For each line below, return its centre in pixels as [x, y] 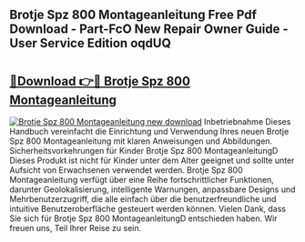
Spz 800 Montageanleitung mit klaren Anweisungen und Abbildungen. [141, 141]
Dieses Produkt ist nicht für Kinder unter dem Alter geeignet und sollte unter [152, 160]
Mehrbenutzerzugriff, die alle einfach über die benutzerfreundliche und [143, 199]
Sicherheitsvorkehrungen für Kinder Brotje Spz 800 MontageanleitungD [144, 151]
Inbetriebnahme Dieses [247, 121]
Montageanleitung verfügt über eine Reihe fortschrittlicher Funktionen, [142, 180]
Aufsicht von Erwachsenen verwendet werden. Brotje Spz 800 [126, 170]
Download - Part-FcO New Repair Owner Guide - [149, 30]
